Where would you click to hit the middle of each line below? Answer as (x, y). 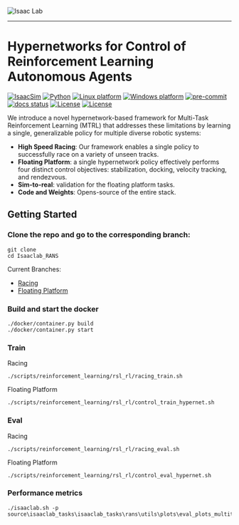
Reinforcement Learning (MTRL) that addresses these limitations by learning (119, 125)
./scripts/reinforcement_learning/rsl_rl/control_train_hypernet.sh (111, 402)
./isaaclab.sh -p (33, 508)
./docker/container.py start (51, 330)
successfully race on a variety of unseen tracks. (88, 154)
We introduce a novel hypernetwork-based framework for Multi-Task (108, 118)
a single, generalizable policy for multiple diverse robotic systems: (104, 132)
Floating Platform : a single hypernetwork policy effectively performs (118, 162)
